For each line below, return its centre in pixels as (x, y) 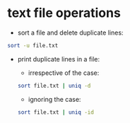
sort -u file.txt (33, 45)
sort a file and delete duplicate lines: (70, 33)
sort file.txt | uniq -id (55, 112)
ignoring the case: (54, 99)
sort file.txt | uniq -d (54, 86)
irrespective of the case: (64, 73)
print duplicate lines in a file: (59, 59)
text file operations (64, 13)
